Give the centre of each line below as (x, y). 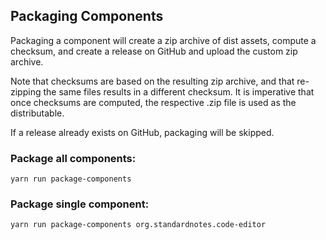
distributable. (37, 113)
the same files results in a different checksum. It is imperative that (179, 91)
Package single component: (80, 204)
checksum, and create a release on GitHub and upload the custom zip (154, 51)
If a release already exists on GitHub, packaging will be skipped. (142, 132)
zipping (26, 91)
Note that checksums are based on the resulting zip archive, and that (152, 81)
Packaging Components (87, 16)
